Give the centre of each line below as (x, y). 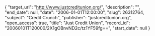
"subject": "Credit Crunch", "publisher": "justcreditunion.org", (68, 18)
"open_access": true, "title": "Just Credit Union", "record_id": (67, 23)
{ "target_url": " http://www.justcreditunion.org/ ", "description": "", (72, 7)
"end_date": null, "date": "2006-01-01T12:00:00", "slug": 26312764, (74, 12)
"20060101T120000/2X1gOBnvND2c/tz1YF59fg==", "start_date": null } (77, 28)
